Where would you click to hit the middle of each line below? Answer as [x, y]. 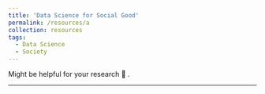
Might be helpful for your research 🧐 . [69, 74]
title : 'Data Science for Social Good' [74, 15]
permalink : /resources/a [49, 23]
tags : [17, 37]
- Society [31, 52]
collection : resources [45, 30]
